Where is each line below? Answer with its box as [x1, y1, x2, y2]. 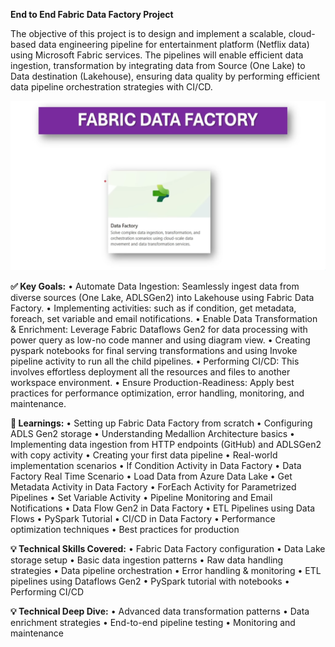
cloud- [288, 28, 316, 39]
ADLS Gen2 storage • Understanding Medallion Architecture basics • [10, 428, 295, 440]
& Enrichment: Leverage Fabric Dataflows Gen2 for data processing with [10, 324, 308, 336]
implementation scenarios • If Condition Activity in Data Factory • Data [10, 460, 302, 472]
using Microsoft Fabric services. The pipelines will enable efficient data [10, 49, 304, 61]
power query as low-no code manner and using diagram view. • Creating [10, 334, 311, 346]
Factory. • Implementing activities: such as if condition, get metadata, [10, 302, 297, 314]
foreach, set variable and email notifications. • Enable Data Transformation [10, 313, 318, 325]
